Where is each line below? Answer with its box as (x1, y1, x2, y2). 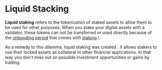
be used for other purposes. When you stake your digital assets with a (5, 24, 145, 30)
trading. (5, 59, 21, 65)
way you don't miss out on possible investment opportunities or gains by (5, 54, 150, 60)
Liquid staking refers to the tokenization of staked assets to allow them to (5, 19, 152, 25)
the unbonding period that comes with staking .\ (5, 35, 100, 41)
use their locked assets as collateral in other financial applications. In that (5, 49, 151, 55)
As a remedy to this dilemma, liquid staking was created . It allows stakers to (5, 44, 157, 50)
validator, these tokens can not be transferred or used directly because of (5, 29, 152, 35)
